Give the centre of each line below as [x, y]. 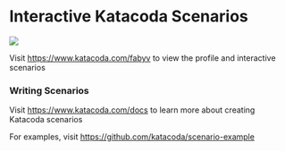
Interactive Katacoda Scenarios [129, 17]
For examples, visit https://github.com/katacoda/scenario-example [132, 137]
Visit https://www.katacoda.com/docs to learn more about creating [132, 110]
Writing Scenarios [49, 90]
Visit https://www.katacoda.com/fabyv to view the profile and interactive [142, 58]
